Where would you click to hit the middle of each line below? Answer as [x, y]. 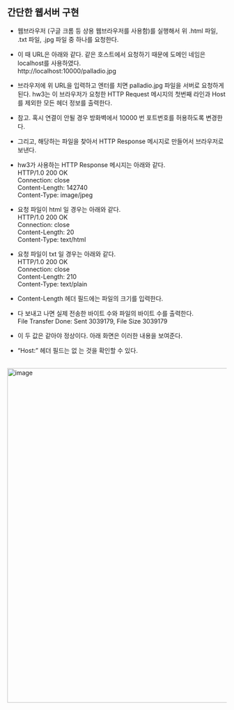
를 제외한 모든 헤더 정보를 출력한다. [65, 103]
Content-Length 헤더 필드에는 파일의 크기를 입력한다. [90, 298]
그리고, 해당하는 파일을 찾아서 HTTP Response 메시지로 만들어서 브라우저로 [120, 141]
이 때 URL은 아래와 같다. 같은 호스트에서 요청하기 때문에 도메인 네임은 [111, 54]
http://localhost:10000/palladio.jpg [67, 71]
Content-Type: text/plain [52, 284]
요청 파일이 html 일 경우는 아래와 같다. [69, 209]
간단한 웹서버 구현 [43, 13]
